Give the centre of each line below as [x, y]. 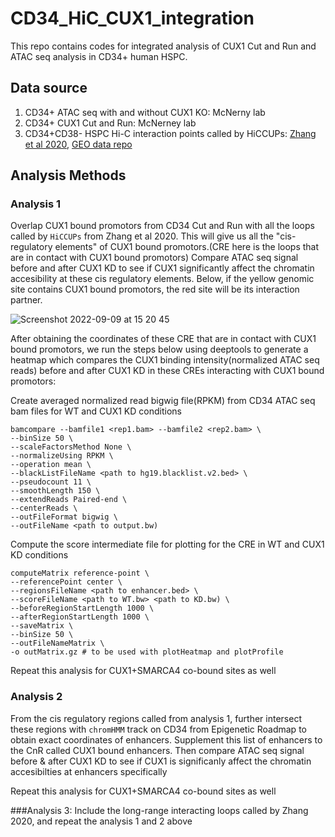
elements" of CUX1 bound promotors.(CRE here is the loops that [187, 247]
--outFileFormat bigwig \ [64, 517]
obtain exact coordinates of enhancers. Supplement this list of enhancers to [166, 739]
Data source [49, 88]
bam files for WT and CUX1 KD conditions [96, 411]
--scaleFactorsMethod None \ [71, 447]
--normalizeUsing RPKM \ [62, 456]
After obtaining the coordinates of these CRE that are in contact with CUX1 [163, 339]
